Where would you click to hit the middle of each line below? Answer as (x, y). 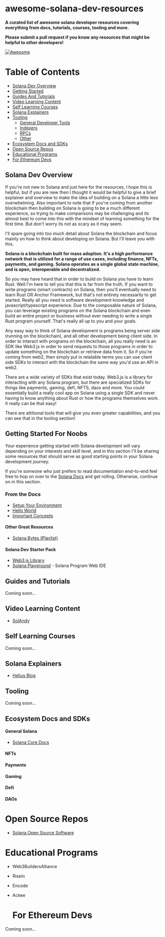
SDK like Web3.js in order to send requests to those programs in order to (79, 346)
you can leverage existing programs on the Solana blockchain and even (78, 311)
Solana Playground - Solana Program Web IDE (59, 566)
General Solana (21, 731)
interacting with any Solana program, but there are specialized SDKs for (78, 382)
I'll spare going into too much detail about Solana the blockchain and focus (81, 233)
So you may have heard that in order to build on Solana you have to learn (79, 279)
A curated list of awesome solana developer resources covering (72, 22)
